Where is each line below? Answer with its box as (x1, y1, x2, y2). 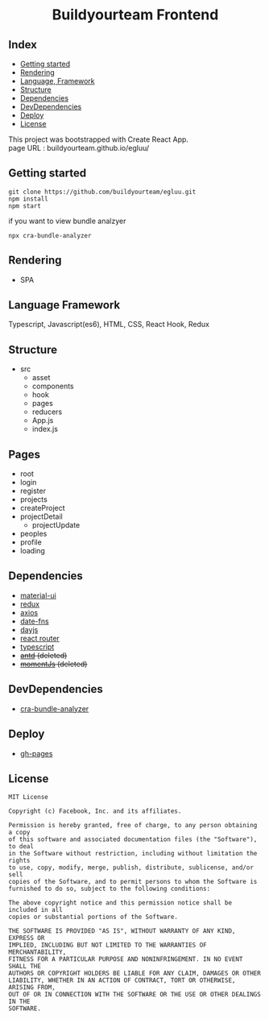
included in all (8, 906, 63, 914)
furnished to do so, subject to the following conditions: (8, 884, 211, 893)
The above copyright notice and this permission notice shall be (8, 899, 232, 907)
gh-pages (19, 748, 53, 758)
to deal (8, 843, 35, 851)
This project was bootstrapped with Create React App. (8, 135, 189, 144)
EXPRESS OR (8, 934, 45, 942)
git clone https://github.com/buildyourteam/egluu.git (8, 188, 197, 196)
